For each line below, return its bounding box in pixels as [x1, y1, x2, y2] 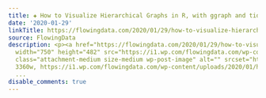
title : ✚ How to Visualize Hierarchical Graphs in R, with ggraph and [8, 11, 246, 20]
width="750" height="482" [15, 48, 101, 56]
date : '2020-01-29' [8, 19, 73, 27]
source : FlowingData [8, 33, 77, 42]
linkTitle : [8, 26, 44, 34]
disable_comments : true [8, 77, 87, 85]
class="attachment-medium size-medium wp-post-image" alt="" [15, 56, 222, 64]
